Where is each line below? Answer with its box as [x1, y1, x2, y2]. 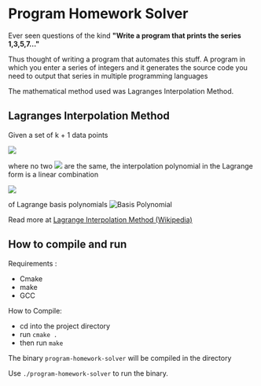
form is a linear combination [8, 169, 99, 179]
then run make [19, 338, 64, 347]
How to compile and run [8, 238, 127, 251]
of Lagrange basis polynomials [8, 199, 108, 209]
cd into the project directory [19, 321, 111, 331]
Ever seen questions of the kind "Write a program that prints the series [8, 31, 241, 40]
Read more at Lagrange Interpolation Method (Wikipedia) [8, 214, 193, 225]
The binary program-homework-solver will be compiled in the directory [8, 353, 232, 362]
